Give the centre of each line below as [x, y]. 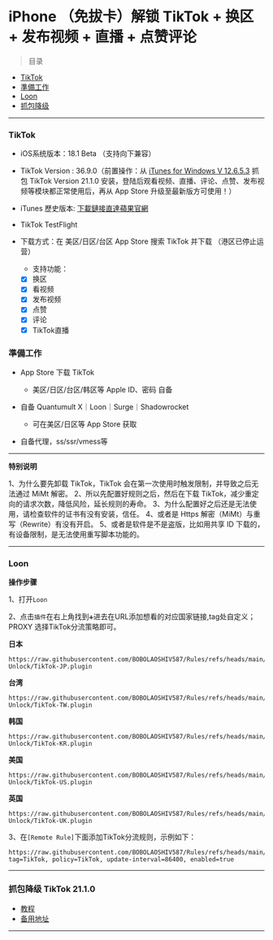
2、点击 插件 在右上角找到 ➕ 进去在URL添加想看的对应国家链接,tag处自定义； [132, 617]
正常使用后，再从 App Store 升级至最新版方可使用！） [146, 191]
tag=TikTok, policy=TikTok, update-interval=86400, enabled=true [121, 860]
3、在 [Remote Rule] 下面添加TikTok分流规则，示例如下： [102, 837]
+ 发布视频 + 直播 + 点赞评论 [103, 37]
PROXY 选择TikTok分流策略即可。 [65, 627]
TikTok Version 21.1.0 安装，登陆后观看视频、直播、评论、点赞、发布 [143, 181]
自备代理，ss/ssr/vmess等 [64, 441]
